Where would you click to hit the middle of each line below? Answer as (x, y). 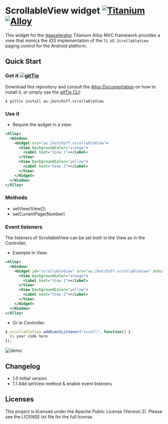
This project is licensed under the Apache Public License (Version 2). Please (84, 411)
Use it (12, 113)
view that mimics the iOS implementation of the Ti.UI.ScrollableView (77, 40)
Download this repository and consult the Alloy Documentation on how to (80, 86)
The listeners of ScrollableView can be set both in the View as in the (75, 238)
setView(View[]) (29, 208)
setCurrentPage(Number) (38, 214)
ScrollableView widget (53, 11)
